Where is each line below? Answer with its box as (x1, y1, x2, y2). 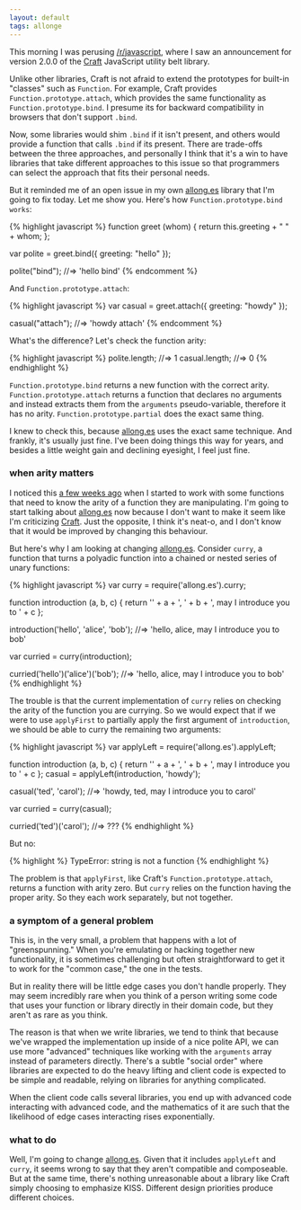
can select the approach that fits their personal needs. (9, 167, 210, 178)
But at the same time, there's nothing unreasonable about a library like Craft (9, 1173, 290, 1184)
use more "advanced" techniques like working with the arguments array (9, 1046, 272, 1057)
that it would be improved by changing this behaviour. (9, 525, 208, 536)
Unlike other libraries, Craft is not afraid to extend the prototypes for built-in (9, 73, 290, 84)
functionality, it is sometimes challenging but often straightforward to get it (9, 954, 286, 965)
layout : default (9, 13, 70, 22)
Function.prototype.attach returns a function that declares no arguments (9, 388, 282, 400)
